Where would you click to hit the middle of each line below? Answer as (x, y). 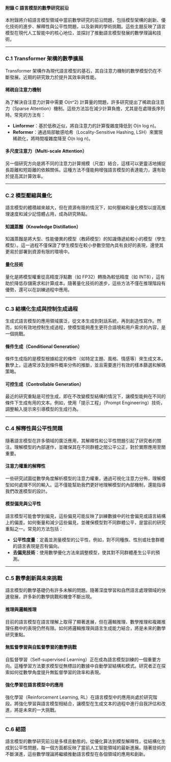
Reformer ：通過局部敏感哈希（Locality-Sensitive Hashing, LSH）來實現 (88, 132)
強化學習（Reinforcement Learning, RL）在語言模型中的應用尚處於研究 (79, 697)
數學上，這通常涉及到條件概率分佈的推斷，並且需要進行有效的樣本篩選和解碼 (85, 365)
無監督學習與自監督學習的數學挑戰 (41, 647)
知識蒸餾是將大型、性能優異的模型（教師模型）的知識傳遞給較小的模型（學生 (85, 239)
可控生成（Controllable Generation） (45, 384)
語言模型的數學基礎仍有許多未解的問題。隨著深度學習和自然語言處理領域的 (83, 590)
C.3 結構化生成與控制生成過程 (41, 309)
